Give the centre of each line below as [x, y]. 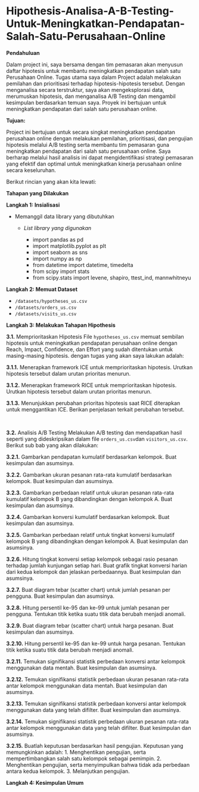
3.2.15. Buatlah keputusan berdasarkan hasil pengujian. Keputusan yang [95, 745]
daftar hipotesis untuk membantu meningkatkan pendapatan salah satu [93, 70]
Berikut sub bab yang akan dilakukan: [52, 445]
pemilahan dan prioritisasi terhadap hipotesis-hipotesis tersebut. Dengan [96, 83]
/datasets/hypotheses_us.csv [51, 301]
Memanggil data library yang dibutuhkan [64, 216]
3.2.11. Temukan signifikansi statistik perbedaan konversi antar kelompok [96, 661]
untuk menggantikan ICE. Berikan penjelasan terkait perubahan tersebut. [95, 409]
